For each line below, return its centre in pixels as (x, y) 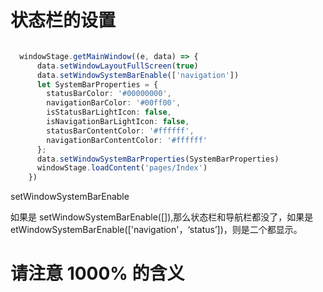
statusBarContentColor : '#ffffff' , (120, 131)
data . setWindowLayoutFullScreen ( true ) (117, 66)
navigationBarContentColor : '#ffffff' (127, 140)
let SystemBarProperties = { (97, 84)
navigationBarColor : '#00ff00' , (114, 103)
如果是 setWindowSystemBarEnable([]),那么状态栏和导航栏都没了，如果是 (162, 217)
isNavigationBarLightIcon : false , (118, 122)
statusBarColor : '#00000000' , (109, 94)
